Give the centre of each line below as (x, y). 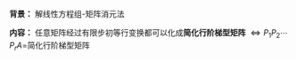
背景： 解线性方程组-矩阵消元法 (67, 14)
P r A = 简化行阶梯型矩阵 (50, 46)
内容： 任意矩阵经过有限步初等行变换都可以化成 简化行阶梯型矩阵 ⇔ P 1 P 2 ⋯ (148, 34)
